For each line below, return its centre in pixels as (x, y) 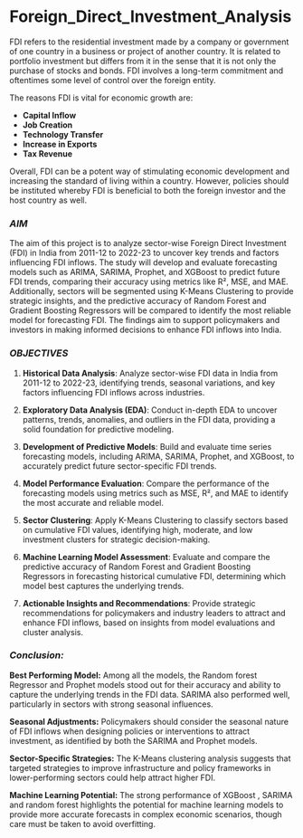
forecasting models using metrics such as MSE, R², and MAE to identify (156, 493)
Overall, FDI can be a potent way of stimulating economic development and (150, 171)
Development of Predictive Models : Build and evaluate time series (147, 446)
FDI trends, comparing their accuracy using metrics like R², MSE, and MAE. (149, 281)
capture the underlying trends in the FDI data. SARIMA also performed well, (150, 694)
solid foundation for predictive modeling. (98, 429)
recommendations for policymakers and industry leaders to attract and (154, 613)
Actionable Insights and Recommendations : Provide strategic (139, 603)
